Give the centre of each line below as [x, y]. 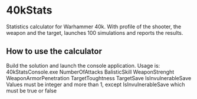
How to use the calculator [54, 52]
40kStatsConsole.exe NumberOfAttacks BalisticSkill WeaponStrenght [90, 72]
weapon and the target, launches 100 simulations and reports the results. [95, 32]
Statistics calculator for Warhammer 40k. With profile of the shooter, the [94, 27]
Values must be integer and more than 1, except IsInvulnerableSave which [96, 84]
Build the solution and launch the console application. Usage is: [83, 65]
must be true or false [32, 90]
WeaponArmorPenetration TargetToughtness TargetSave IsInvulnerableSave [99, 78]
